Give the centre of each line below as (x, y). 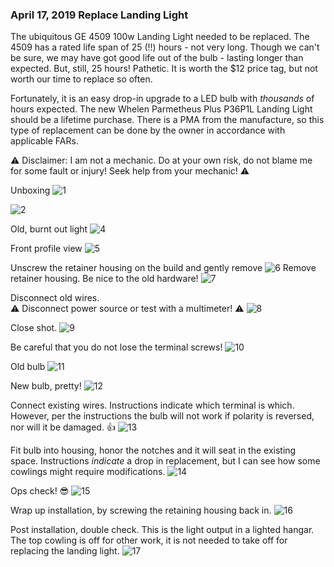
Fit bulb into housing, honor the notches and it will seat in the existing (153, 450)
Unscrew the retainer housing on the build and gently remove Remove (163, 268)
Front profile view (46, 249)
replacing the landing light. (65, 551)
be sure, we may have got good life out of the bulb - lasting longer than (157, 58)
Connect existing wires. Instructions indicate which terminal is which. (152, 405)
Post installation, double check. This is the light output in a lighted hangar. (162, 530)
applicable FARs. (44, 141)
